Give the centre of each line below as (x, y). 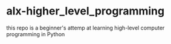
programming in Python (36, 34)
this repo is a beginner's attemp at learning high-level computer (85, 28)
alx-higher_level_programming (85, 11)
